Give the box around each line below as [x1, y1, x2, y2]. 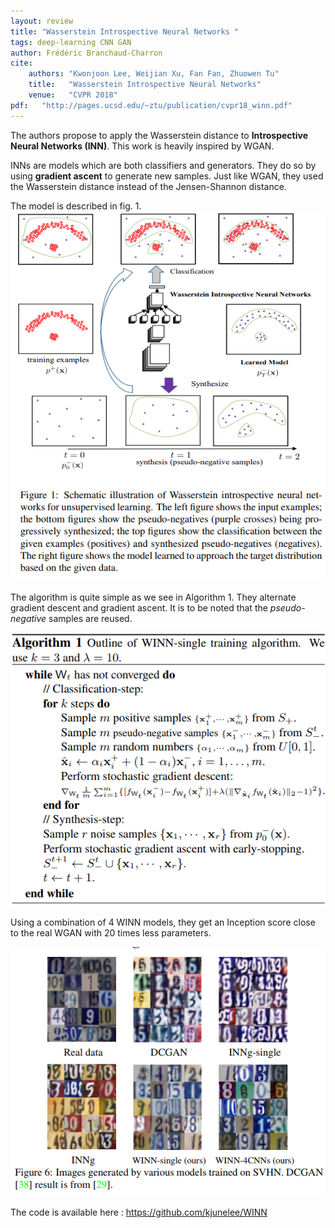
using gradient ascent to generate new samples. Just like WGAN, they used [10, 170, 324, 182]
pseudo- [269, 602, 306, 614]
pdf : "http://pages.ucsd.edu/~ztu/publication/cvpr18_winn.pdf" [10, 100, 293, 110]
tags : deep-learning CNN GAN [10, 37, 132, 47]
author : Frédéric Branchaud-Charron [10, 48, 163, 58]
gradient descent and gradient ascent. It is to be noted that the [10, 602, 268, 614]
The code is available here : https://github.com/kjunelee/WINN [10, 1206, 268, 1219]
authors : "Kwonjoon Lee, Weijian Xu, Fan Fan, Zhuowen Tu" [28, 69, 280, 79]
